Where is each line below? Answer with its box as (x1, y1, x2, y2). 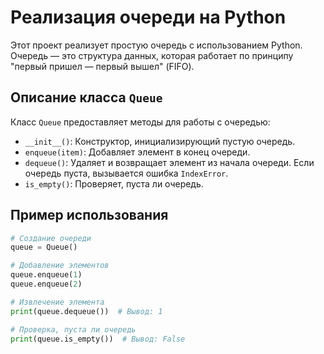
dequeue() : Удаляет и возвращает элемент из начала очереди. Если (24, 156, 315, 168)
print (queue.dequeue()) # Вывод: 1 (10, 306, 163, 316)
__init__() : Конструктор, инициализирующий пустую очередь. (24, 135, 296, 147)
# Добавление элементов (10, 261, 110, 271)
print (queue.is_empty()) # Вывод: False (10, 334, 186, 344)
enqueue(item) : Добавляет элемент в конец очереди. (24, 146, 251, 158)
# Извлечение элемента (10, 297, 105, 307)
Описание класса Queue (10, 89, 163, 106)
